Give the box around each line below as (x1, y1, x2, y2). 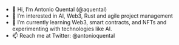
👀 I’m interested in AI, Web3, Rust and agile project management (12, 12, 173, 19)
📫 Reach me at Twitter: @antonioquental (12, 32, 115, 39)
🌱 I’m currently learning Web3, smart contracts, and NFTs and (12, 19, 167, 26)
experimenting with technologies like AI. (12, 25, 112, 32)
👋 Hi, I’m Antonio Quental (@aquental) (12, 6, 107, 13)
